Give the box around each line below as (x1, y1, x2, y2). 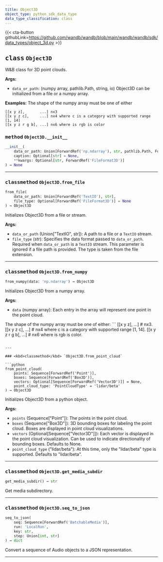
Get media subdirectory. (5, 488, 53, 494)
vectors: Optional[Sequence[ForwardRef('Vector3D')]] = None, (14, 379, 142, 384)
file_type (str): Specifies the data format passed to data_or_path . (12, 236, 144, 242)
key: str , (14, 529, 34, 534)
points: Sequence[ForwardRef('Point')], (14, 371, 97, 375)
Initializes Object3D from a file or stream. (5, 212, 87, 218)
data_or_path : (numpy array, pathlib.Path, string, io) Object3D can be (12, 85, 150, 91)
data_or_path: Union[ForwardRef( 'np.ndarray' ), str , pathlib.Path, (14, 149, 153, 154)
